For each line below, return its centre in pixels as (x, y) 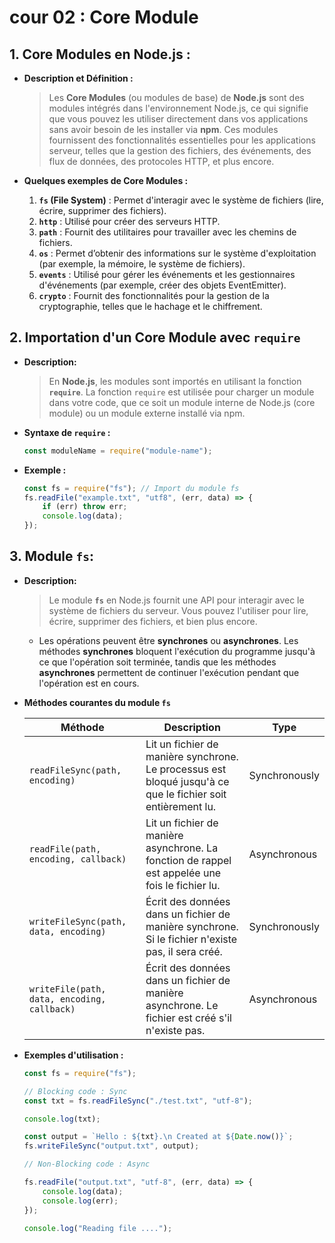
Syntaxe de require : (67, 432)
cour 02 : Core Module (104, 17)
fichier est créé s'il (188, 1018)
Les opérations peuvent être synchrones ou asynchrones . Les (168, 640)
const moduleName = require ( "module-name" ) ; (118, 451)
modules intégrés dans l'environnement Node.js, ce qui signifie (178, 108)
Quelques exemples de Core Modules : (106, 180)
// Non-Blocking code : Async (87, 1164)
